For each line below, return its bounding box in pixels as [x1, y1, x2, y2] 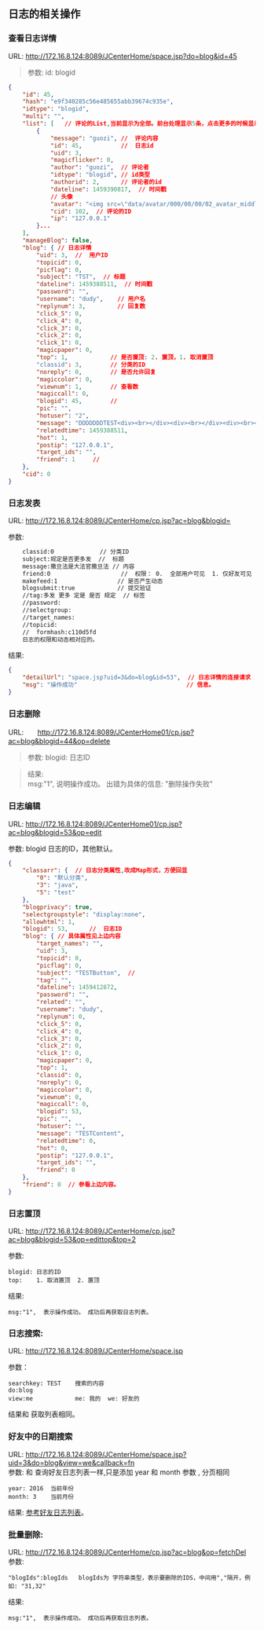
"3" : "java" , [36, 881, 79, 889]
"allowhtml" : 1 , [22, 918, 76, 925]
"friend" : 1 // [36, 456, 101, 463]
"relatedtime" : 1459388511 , [36, 427, 128, 434]
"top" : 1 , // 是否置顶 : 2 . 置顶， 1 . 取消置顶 [36, 353, 214, 361]
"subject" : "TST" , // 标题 [36, 273, 126, 281]
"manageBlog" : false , [22, 236, 93, 245]
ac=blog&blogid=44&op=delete [8, 737, 111, 746]
